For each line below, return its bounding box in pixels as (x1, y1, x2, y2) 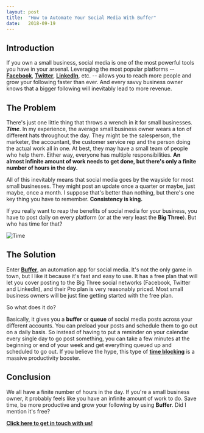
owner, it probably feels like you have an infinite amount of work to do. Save (6, 395, 197, 402)
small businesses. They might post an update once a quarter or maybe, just (6, 182, 195, 190)
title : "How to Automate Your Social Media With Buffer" (6, 15, 157, 21)
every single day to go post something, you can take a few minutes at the (6, 335, 190, 342)
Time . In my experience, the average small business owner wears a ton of (6, 126, 192, 132)
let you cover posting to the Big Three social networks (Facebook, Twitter (6, 279, 191, 286)
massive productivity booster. (6, 354, 81, 362)
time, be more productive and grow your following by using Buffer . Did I (6, 401, 187, 409)
